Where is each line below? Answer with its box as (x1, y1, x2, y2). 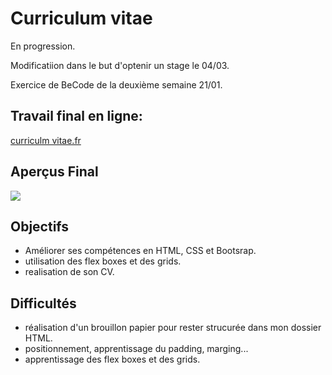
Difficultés (10, 295, 77, 312)
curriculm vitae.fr (10, 134, 82, 146)
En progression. (10, 40, 76, 52)
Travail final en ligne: (10, 108, 143, 125)
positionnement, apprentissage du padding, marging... (24, 343, 249, 355)
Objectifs (10, 218, 70, 235)
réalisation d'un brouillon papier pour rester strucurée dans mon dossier (24, 322, 322, 334)
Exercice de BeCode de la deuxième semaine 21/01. (10, 78, 223, 91)
